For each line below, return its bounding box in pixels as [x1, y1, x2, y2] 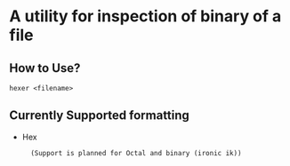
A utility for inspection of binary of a [9, 6, 282, 27]
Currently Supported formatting [9, 108, 189, 123]
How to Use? [9, 60, 81, 75]
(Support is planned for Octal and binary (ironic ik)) [30, 148, 242, 157]
